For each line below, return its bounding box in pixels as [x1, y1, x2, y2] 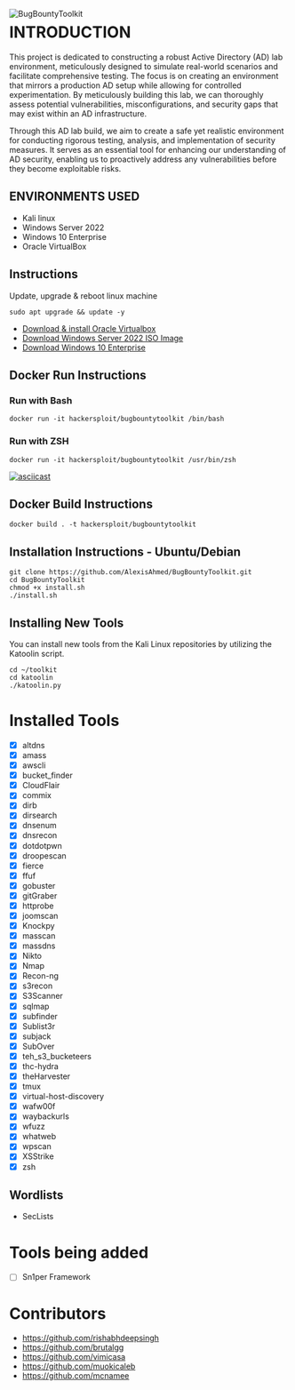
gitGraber [21, 890, 58, 901]
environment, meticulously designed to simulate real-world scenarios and [9, 60, 278, 71]
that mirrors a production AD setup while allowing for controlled [9, 80, 242, 91]
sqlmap [21, 1001, 50, 1011]
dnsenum [21, 820, 57, 831]
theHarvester [21, 1071, 71, 1082]
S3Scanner [21, 991, 64, 1002]
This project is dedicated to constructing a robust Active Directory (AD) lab [9, 52, 283, 62]
